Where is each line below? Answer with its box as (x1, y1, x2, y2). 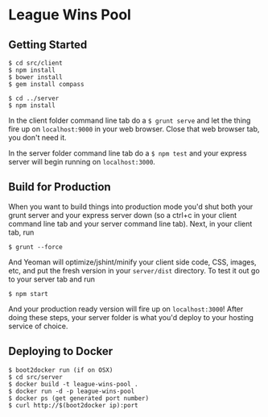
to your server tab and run (8, 274, 95, 284)
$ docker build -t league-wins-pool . (8, 380, 138, 388)
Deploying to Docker (8, 344, 113, 358)
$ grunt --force (8, 243, 63, 251)
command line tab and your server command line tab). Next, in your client (8, 219, 253, 228)
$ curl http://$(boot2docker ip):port (8, 401, 138, 409)
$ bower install (8, 73, 63, 81)
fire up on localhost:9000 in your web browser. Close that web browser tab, (8, 124, 260, 134)
